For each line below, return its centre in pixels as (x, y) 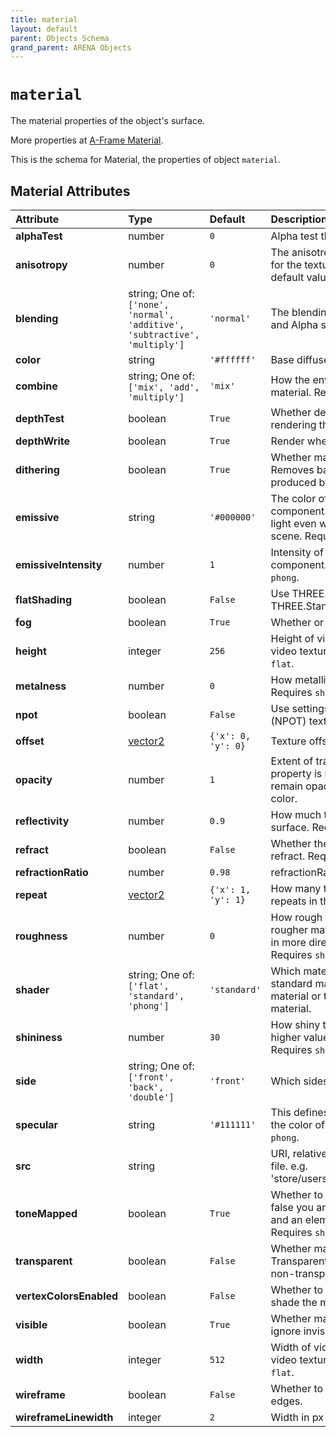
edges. (286, 1401)
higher (286, 1037)
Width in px (297, 1417)
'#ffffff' (233, 359)
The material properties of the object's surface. (108, 121)
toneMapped (46, 1213)
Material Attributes (70, 191)
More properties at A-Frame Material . (87, 140)
